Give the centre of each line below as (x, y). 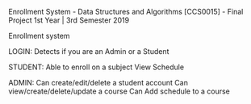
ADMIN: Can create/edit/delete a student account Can (98, 83)
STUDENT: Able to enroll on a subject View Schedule (96, 67)
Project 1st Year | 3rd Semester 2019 (69, 20)
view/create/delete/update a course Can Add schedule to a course (119, 91)
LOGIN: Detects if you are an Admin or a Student (89, 51)
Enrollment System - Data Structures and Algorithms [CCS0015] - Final (126, 12)
